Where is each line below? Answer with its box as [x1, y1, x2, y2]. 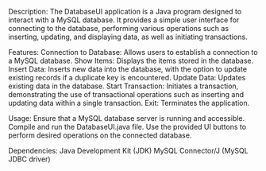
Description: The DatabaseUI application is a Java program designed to [8, 7, 242, 16]
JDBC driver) [8, 154, 51, 164]
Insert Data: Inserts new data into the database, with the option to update [8, 64, 248, 74]
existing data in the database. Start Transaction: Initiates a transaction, [8, 81, 239, 91]
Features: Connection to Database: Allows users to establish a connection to [8, 48, 258, 56]
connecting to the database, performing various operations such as [8, 24, 229, 33]
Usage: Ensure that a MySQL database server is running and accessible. [8, 114, 245, 122]
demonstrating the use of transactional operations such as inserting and [8, 90, 245, 99]
